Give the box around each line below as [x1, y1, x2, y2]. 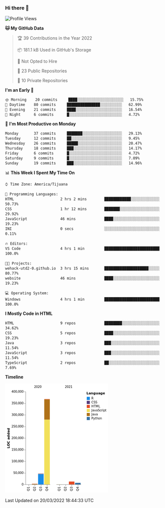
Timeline [5, 374, 24, 380]
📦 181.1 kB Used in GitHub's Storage [17, 47, 92, 53]
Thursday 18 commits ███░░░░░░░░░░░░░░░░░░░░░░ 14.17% [5, 146, 142, 151]
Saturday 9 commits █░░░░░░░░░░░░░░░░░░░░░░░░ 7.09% [5, 156, 140, 161]
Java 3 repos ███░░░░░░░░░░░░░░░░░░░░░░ [5, 341, 160, 346]
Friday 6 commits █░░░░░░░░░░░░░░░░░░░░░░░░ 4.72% [5, 151, 140, 156]
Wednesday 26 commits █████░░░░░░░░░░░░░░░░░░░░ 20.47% [5, 141, 142, 146]
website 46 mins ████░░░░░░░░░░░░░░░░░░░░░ [5, 276, 160, 281]
